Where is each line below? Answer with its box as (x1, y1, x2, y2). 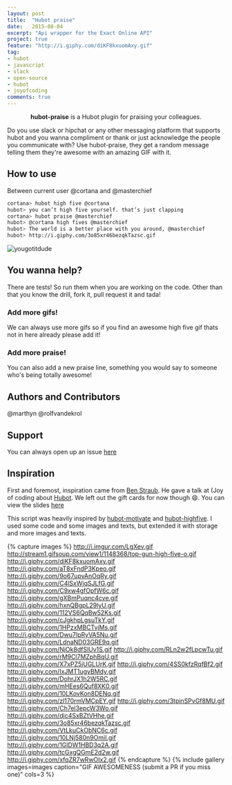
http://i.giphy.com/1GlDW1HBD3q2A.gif (7, 741, 119, 749)
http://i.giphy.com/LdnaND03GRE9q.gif (7, 638, 119, 646)
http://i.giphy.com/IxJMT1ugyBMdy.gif (7, 667, 116, 675)
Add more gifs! (7, 307, 58, 317)
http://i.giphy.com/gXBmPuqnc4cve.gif (7, 593, 119, 602)
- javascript (7, 62, 45, 68)
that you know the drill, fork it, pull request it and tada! (7, 290, 161, 298)
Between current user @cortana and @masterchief (7, 186, 152, 194)
